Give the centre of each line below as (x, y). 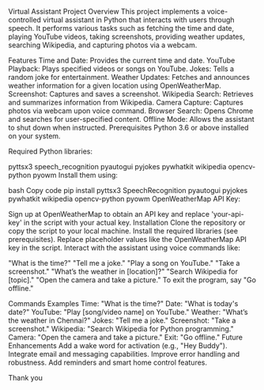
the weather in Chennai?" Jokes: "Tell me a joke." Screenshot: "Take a (122, 320)
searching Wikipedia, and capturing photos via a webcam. (103, 45)
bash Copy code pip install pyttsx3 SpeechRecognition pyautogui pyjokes (128, 190)
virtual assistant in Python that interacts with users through (139, 20)
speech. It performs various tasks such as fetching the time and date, (121, 28)
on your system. (34, 136)
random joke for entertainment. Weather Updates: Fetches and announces (129, 77)
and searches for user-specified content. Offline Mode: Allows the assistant (131, 119)
